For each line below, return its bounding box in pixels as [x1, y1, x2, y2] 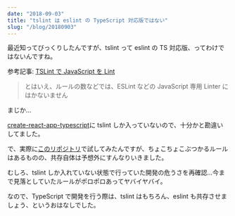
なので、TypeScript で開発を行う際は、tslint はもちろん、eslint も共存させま [7, 192, 227, 201]
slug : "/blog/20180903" [7, 23, 77, 30]
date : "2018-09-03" [7, 10, 65, 18]
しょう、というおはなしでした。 [7, 201, 100, 210]
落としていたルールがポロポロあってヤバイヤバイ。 [19, 177, 167, 186]
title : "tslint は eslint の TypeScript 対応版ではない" [7, 17, 168, 24]
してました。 [7, 129, 44, 138]
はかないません [24, 91, 68, 99]
